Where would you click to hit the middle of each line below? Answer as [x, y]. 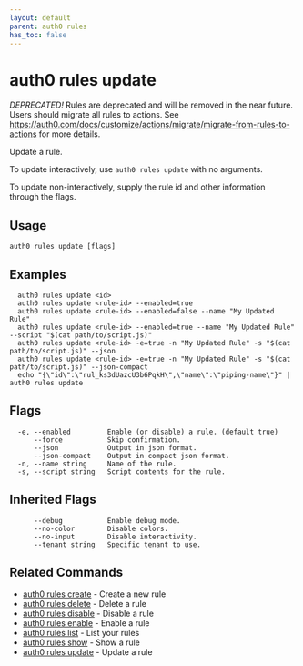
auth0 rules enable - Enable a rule [86, 623]
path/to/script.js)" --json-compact [79, 367]
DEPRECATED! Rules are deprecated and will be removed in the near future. [151, 105]
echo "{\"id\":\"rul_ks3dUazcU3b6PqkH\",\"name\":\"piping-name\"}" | [154, 374]
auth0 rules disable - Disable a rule [88, 614]
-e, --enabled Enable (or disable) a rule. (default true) [148, 432]
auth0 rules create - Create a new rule [94, 594]
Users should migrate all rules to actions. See [94, 115]
